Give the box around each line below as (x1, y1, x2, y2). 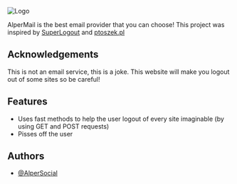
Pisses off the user (17, 129, 73, 138)
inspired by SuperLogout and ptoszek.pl (7, 28, 125, 36)
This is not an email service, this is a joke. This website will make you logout (7, 67, 230, 76)
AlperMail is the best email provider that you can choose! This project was (7, 21, 225, 28)
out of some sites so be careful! (7, 75, 101, 83)
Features (7, 96, 48, 108)
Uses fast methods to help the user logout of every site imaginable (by (17, 114, 224, 123)
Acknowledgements (7, 48, 99, 60)
